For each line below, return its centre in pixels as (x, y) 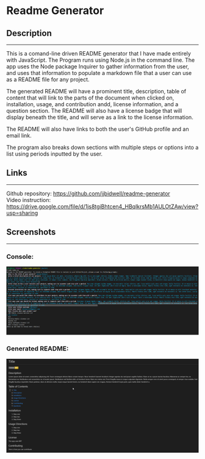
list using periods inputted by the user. (54, 154)
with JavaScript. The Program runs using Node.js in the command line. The (101, 60)
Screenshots (31, 232)
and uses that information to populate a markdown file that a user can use (99, 73)
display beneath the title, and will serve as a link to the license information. (100, 117)
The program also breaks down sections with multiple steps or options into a (103, 147)
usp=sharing (22, 213)
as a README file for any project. (48, 79)
